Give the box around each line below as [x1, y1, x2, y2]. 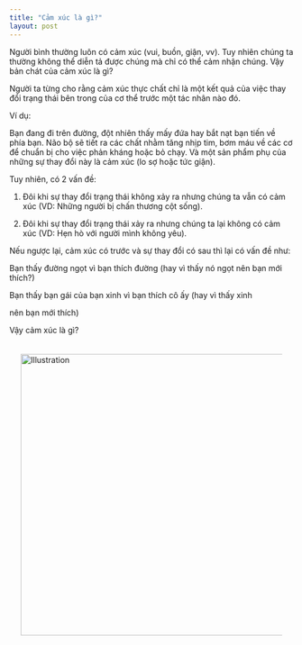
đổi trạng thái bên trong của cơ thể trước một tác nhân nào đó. [9, 92, 241, 104]
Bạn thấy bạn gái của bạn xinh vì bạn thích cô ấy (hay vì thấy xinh [9, 289, 252, 300]
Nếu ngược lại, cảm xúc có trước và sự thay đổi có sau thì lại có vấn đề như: [9, 245, 291, 256]
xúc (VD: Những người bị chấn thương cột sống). [22, 200, 203, 212]
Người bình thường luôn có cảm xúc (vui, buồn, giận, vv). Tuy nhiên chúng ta [9, 46, 294, 57]
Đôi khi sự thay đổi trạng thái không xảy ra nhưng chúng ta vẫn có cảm [22, 191, 286, 202]
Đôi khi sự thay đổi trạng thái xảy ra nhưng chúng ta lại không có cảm [22, 218, 281, 229]
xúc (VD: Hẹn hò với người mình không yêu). [22, 227, 188, 239]
